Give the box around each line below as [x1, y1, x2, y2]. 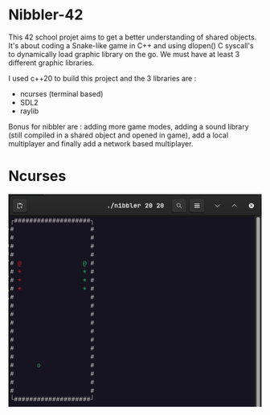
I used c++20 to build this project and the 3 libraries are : [8, 73, 197, 83]
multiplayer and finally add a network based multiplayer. [8, 138, 194, 148]
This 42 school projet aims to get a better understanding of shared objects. [8, 32, 257, 42]
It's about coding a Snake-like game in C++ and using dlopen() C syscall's [8, 40, 255, 50]
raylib [19, 106, 39, 116]
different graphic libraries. [8, 58, 95, 68]
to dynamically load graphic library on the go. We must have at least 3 [8, 49, 239, 59]
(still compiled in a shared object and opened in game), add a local [8, 130, 229, 140]
